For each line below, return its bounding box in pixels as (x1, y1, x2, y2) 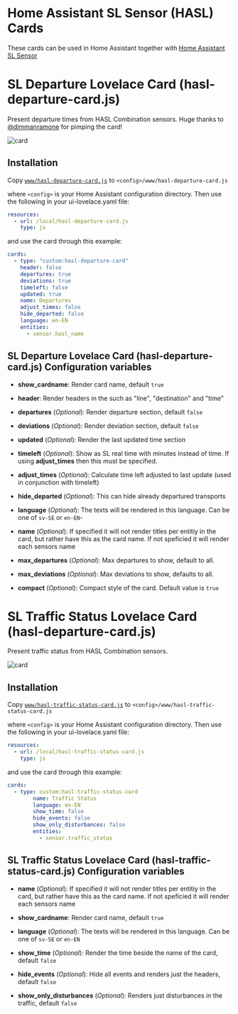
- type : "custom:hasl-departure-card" (13, 258, 129, 265)
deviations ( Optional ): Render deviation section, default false (17, 422, 199, 430)
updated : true (20, 291, 62, 298)
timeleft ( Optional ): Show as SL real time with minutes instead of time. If (17, 449, 229, 457)
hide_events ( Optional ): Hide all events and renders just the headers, (17, 970, 220, 978)
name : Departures (20, 297, 72, 304)
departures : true (20, 271, 72, 278)
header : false (20, 264, 62, 271)
